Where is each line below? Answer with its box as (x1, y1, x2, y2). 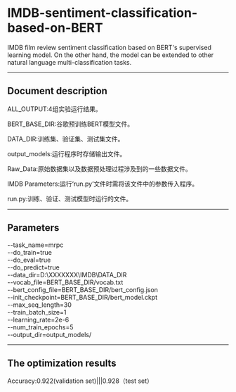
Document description (7, 85, 107, 97)
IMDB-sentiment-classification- (7, 5, 198, 21)
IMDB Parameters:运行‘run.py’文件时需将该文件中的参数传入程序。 (7, 179, 199, 188)
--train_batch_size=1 (7, 308, 67, 316)
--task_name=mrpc (7, 241, 64, 249)
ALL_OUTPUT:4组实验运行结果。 (7, 104, 102, 113)
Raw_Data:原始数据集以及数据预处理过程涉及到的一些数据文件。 (7, 164, 192, 173)
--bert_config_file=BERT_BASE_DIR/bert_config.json (7, 285, 158, 293)
